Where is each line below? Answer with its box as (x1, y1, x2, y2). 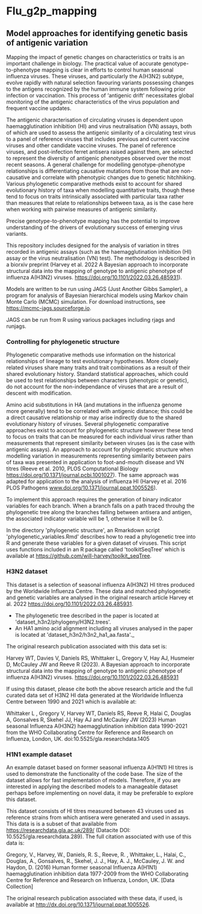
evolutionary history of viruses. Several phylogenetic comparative (6, 420, 170, 428)
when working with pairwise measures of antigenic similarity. (6, 206, 158, 213)
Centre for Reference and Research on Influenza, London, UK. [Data (6, 876, 175, 883)
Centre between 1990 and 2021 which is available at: (6, 698, 137, 705)
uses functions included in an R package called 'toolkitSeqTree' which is (6, 546, 185, 553)
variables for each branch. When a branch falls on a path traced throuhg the (6, 502, 195, 509)
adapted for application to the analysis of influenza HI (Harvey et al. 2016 (6, 478, 187, 485)
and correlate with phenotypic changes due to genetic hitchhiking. (31, 174, 196, 181)
